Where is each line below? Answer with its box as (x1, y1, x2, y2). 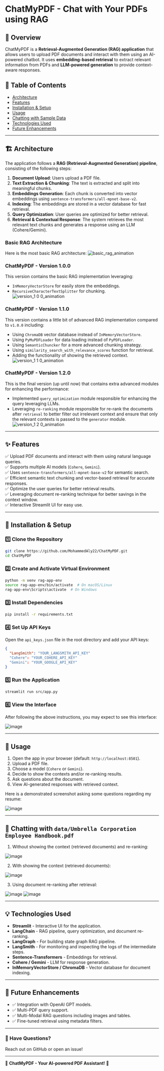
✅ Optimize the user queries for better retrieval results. (5, 485, 116, 491)
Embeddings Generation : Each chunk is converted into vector (12, 190, 138, 196)
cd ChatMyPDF (5, 553, 32, 558)
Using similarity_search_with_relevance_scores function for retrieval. (12, 347, 154, 353)
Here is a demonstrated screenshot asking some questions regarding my (5, 791, 151, 797)
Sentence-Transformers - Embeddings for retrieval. (12, 954, 118, 960)
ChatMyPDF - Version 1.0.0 (5, 262, 71, 269)
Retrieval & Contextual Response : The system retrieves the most (12, 216, 144, 222)
